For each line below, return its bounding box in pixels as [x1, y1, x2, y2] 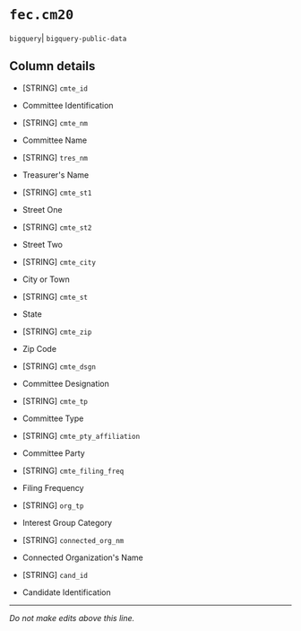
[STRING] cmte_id [21, 83, 88, 93]
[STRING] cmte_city [21, 256, 97, 267]
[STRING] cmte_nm [21, 117, 88, 127]
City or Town [21, 274, 70, 285]
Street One [21, 204, 63, 215]
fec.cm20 [9, 6, 74, 23]
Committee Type [21, 413, 84, 424]
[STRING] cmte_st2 [21, 222, 92, 232]
